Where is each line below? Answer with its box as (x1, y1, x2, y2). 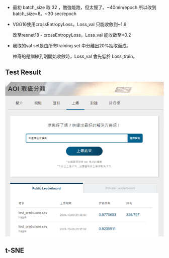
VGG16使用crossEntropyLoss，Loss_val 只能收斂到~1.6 (12, 22, 127, 27)
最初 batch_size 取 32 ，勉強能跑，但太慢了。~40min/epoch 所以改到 (12, 5, 157, 10)
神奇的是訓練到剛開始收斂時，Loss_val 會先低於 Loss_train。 (12, 53, 137, 59)
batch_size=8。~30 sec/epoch (12, 11, 77, 17)
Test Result (5, 68, 41, 77)
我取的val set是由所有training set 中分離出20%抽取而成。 (12, 43, 131, 49)
